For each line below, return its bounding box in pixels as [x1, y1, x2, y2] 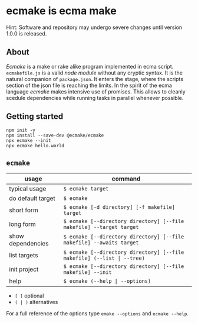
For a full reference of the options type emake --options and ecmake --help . [6, 310, 189, 317]
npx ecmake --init [6, 137, 51, 143]
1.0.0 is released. [6, 30, 47, 37]
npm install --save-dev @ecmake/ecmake [6, 132, 104, 138]
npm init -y [6, 127, 35, 133]
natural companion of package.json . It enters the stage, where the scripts [6, 75, 184, 82]
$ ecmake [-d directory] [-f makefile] [63, 204, 176, 211]
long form [9, 220, 37, 228]
